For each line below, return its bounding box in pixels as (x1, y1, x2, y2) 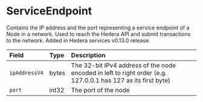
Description (71, 51, 106, 59)
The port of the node (71, 86, 130, 94)
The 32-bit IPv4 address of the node (71, 61, 176, 70)
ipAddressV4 (9, 69, 44, 76)
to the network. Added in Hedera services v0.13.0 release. (6, 37, 150, 44)
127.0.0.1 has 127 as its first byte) (71, 76, 171, 85)
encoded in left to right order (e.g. (71, 68, 167, 77)
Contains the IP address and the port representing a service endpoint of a (6, 24, 190, 31)
